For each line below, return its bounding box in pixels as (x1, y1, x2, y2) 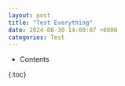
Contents (19, 55, 50, 64)
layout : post (8, 11, 51, 20)
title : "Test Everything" (8, 19, 93, 27)
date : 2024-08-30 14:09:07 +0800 (8, 26, 118, 34)
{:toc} (8, 70, 27, 79)
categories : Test (8, 33, 65, 41)
